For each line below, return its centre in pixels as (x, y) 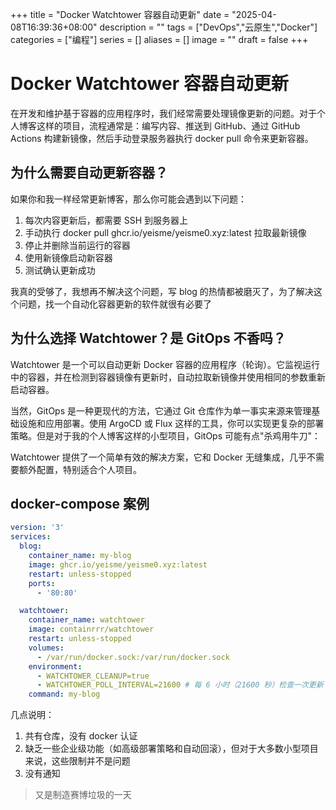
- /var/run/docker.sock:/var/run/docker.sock (133, 657)
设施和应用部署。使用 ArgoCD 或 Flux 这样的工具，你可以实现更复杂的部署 (171, 423)
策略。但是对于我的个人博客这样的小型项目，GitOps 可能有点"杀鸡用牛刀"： (166, 435)
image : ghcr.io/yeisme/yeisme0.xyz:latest (118, 564)
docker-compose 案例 (80, 503)
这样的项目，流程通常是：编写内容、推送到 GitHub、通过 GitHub (168, 125)
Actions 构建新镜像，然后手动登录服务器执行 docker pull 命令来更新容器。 (162, 138)
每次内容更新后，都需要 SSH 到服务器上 (106, 220)
